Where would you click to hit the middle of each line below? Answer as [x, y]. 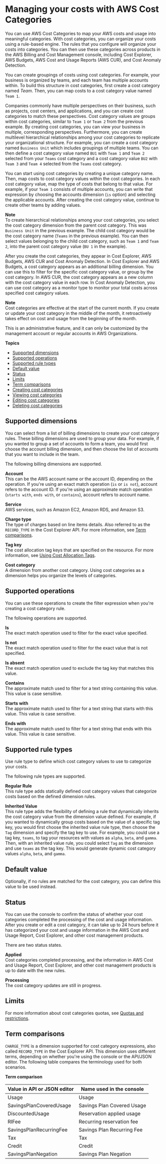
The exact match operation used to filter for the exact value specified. [76, 633]
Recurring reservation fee [108, 1121]
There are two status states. [34, 945]
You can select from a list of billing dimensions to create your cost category [82, 433]
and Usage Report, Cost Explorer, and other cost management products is [81, 965]
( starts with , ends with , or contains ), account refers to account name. [78, 494]
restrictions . [17, 1018]
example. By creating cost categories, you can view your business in [75, 127]
